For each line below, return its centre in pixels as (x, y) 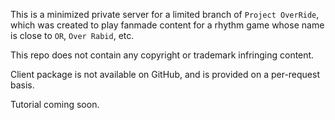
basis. (22, 85)
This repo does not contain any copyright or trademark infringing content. (162, 55)
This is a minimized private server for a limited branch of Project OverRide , (165, 14)
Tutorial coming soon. (55, 104)
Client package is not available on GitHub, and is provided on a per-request (165, 74)
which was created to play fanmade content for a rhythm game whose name (167, 25)
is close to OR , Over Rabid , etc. (72, 35)
